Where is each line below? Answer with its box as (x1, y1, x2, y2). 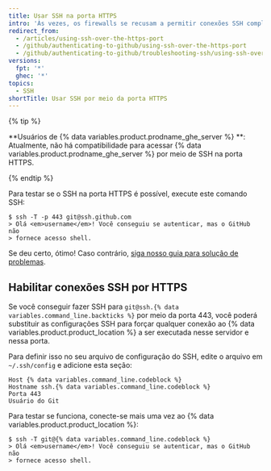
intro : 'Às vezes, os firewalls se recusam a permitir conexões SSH (8, 19, 244, 27)
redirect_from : (8, 27, 60, 35)
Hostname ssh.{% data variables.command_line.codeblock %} (8, 383, 211, 391)
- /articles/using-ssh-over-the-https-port (15, 34, 164, 43)
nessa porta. (8, 336, 51, 346)
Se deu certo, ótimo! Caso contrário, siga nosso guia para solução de (8, 248, 239, 258)
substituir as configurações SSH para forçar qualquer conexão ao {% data (8, 319, 256, 329)
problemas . (8, 257, 46, 267)
